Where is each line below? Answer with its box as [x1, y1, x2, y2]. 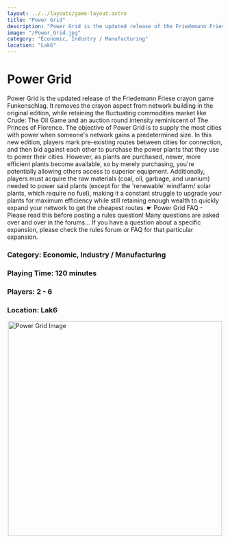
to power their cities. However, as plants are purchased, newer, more [7, 152, 201, 161]
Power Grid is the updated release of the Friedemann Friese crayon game [7, 94, 214, 102]
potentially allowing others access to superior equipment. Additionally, [7, 167, 205, 175]
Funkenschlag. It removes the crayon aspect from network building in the [7, 101, 214, 110]
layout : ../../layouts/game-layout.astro [7, 10, 127, 17]
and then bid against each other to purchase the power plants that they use [7, 145, 220, 153]
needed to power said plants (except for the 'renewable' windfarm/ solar [7, 181, 212, 189]
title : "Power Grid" [7, 16, 66, 23]
